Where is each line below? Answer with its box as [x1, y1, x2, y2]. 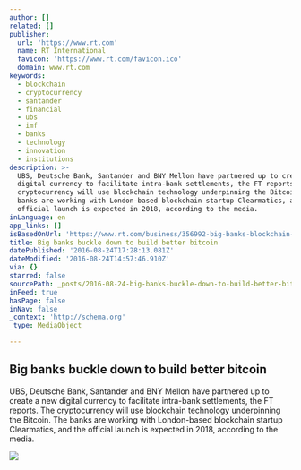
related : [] [9, 21, 54, 30]
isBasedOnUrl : [9, 229, 63, 238]
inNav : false [9, 304, 58, 313]
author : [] [9, 13, 50, 22]
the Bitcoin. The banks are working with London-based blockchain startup [9, 414, 284, 425]
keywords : [9, 72, 47, 81]
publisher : [9, 30, 50, 38]
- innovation [17, 146, 66, 155]
